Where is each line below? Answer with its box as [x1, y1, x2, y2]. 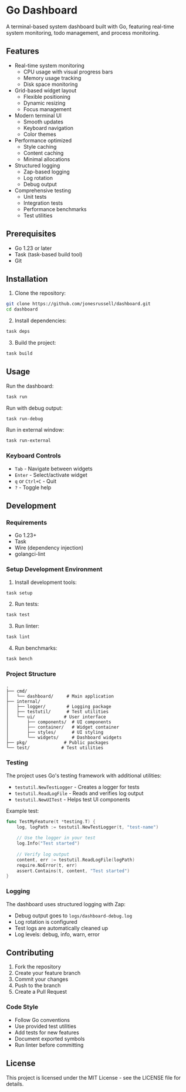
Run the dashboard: [6, 382, 54, 389]
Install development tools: [14, 579, 77, 586]
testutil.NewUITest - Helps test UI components [14, 796, 130, 803]
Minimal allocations [23, 155, 70, 162]
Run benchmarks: [14, 644, 58, 652]
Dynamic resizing [23, 99, 66, 106]
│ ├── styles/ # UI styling [6, 730, 104, 736]
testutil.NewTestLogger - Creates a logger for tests [14, 783, 140, 790]
